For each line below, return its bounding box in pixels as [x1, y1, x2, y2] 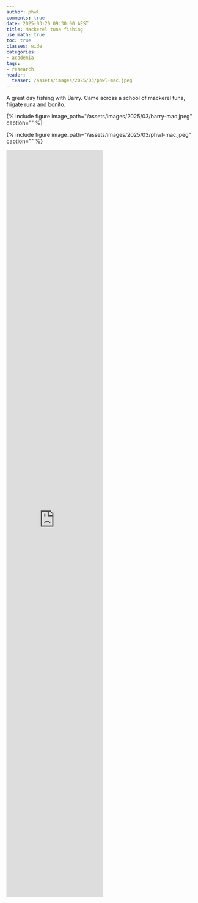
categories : [6, 49, 37, 55]
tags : [6, 60, 20, 66]
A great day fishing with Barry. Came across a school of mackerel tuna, [6, 94, 185, 102]
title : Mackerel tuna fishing [6, 26, 84, 33]
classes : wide [6, 44, 43, 50]
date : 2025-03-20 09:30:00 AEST [6, 20, 89, 26]
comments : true [6, 15, 45, 21]
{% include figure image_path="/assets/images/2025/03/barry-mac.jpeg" [6, 113, 193, 120]
